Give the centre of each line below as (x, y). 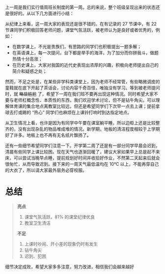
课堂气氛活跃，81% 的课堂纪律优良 (59, 217)
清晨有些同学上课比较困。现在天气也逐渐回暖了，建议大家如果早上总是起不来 (82, 152)
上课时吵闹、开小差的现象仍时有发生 (61, 244)
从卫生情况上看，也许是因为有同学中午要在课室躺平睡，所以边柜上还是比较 (80, 123)
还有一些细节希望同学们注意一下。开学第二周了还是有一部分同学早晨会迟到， (82, 146)
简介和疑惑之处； (29, 71)
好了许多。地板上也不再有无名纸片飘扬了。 (48, 135)
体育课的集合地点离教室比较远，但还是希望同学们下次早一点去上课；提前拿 (84, 106)
